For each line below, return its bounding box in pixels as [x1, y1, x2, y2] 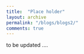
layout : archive [6, 14, 46, 20]
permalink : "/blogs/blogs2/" [6, 20, 79, 26]
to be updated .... [6, 42, 48, 49]
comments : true [6, 25, 44, 31]
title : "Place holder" [6, 8, 66, 15]
